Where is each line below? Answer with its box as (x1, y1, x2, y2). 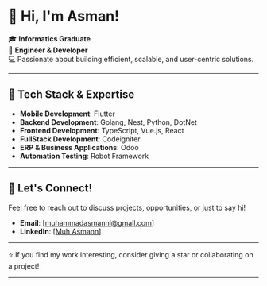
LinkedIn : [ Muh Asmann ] (19, 226, 102, 236)
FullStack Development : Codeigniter (19, 134, 141, 144)
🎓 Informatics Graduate (8, 33, 91, 43)
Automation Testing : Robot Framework (19, 151, 149, 160)
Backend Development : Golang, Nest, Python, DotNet (19, 117, 197, 126)
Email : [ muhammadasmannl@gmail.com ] (19, 218, 155, 227)
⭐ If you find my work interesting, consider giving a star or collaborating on (8, 249, 253, 259)
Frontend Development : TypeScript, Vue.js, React (19, 126, 184, 135)
